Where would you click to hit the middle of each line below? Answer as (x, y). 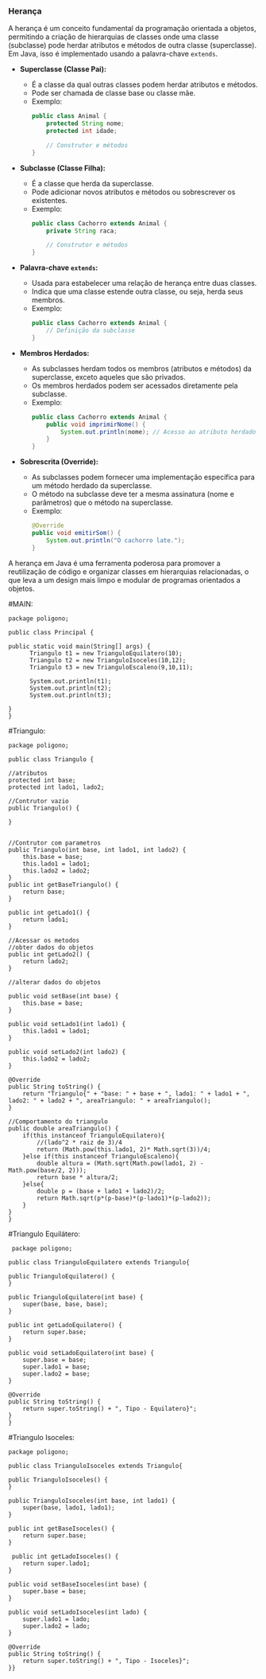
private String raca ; (82, 231)
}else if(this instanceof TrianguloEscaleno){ (101, 1156)
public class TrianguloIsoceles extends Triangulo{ (95, 1466)
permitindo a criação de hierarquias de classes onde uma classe (114, 37)
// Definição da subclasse (91, 331)
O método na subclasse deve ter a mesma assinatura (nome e (133, 494)
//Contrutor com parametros (55, 843)
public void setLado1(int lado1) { (67, 1024)
